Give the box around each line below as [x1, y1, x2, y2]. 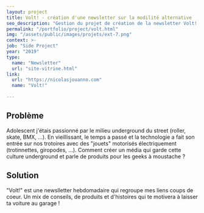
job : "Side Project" [6, 43, 59, 49]
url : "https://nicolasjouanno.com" [12, 77, 102, 83]
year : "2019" [6, 49, 40, 55]
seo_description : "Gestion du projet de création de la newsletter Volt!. [6, 20, 200, 26]
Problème [6, 111, 44, 121]
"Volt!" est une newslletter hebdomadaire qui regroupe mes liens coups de [6, 186, 194, 194]
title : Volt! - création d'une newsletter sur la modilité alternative [6, 15, 192, 21]
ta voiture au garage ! [6, 199, 60, 207]
